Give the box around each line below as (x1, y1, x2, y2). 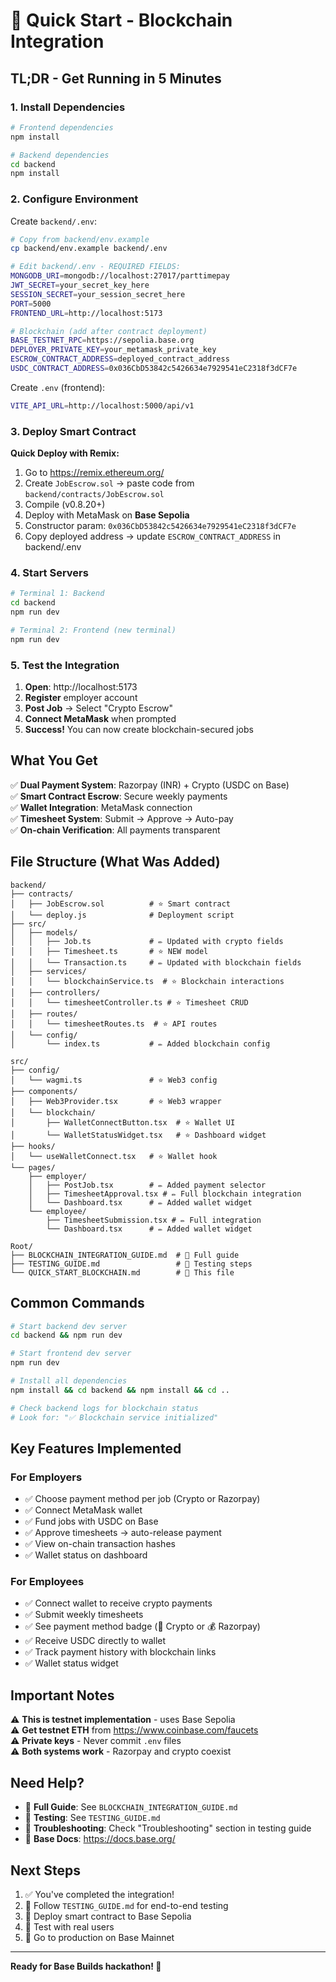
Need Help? (10, 1774, 85, 1791)
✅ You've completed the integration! (24, 1888, 175, 1900)
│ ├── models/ (10, 927, 78, 938)
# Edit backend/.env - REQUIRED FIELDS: (10, 262, 182, 272)
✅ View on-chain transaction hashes (24, 1538, 176, 1550)
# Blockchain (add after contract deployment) (10, 326, 208, 336)
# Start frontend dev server (10, 1349, 132, 1359)
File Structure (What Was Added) (10, 854, 221, 871)
